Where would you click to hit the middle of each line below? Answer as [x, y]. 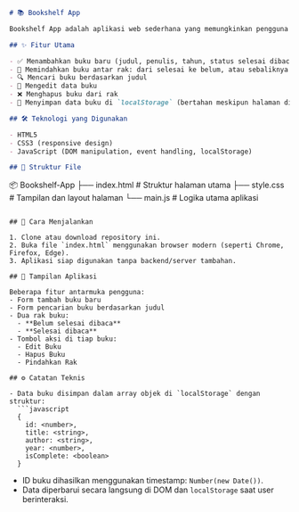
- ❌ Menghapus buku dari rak [64, 95]
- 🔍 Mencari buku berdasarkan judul [78, 78]
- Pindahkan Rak [47, 363]
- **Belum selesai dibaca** [69, 324]
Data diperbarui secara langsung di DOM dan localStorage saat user [148, 490]
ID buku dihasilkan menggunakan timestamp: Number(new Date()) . [143, 481]
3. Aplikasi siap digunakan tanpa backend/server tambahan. [123, 261]
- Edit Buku [40, 347]
